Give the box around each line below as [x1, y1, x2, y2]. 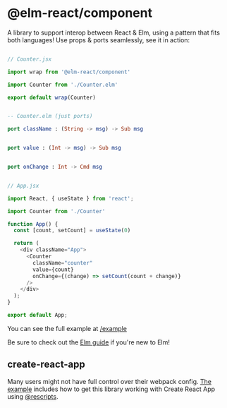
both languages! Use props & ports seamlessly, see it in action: [7, 35, 190, 44]
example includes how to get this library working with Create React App [7, 385, 216, 393]
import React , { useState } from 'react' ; [7, 195, 134, 202]
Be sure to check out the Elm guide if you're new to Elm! [7, 337, 171, 347]
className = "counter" [32, 259, 93, 266]
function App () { [7, 220, 59, 227]
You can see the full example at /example [7, 324, 127, 332]
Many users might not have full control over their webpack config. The [7, 377, 211, 385]
